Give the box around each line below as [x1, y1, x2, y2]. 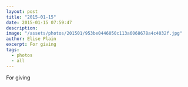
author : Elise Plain [6, 36, 57, 42]
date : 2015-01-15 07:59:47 [6, 19, 72, 25]
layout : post [6, 8, 38, 15]
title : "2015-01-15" [6, 14, 57, 20]
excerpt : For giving [6, 42, 57, 48]
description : [6, 25, 38, 31]
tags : [6, 47, 19, 53]
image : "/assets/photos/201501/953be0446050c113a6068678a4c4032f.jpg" [6, 31, 183, 36]
